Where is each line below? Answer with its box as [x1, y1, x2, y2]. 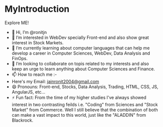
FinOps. [11, 55, 28, 61]
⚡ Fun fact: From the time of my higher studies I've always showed [11, 95, 147, 100]
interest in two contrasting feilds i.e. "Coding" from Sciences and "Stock [11, 101, 158, 107]
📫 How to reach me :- [11, 71, 57, 77]
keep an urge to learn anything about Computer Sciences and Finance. [11, 65, 155, 72]
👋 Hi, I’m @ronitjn [11, 29, 47, 35]
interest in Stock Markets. [11, 39, 64, 45]
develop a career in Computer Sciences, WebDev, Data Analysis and [11, 50, 150, 56]
